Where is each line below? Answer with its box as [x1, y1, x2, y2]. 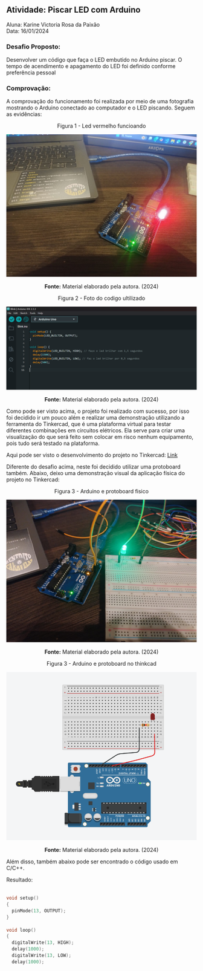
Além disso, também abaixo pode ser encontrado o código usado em [6, 858, 178, 865]
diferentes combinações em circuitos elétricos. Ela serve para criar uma [6, 426, 185, 434]
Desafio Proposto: [6, 42, 60, 51]
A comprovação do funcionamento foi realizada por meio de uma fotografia [6, 98, 194, 105]
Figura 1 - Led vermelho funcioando [57, 122, 146, 129]
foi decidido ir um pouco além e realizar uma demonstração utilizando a [6, 414, 185, 421]
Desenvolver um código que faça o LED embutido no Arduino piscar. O [6, 56, 182, 63]
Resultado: [6, 876, 33, 883]
